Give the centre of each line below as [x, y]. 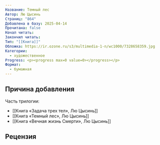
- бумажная [21, 70]
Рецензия [21, 137]
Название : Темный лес [27, 10]
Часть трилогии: [22, 101]
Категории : [16, 51]
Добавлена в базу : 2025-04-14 [36, 23]
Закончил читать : [23, 37]
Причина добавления [40, 89]
